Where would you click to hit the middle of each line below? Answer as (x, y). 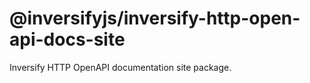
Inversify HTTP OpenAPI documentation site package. (120, 67)
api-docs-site (67, 39)
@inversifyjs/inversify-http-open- (155, 18)
